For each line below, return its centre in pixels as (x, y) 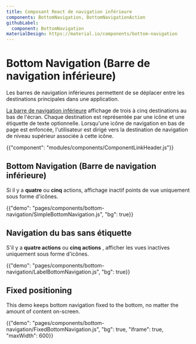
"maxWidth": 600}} (30, 336)
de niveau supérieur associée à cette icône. (60, 136)
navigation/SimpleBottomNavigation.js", (55, 214)
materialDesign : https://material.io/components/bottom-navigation (92, 34)
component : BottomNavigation (48, 28)
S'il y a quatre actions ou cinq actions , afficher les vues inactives (88, 247)
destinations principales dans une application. (63, 99)
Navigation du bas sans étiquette (69, 233)
